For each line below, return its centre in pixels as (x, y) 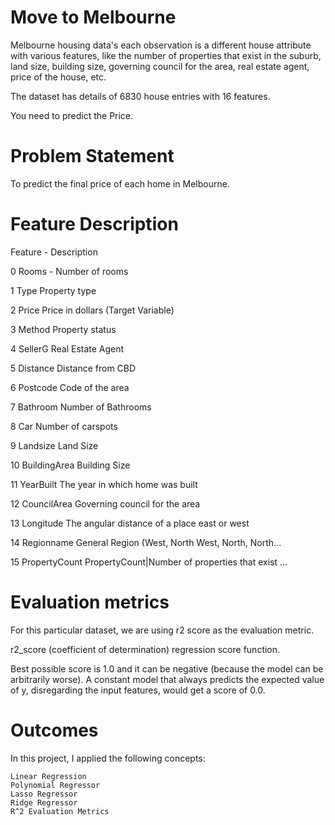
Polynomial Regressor (55, 785)
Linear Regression (48, 776)
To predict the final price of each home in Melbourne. (120, 183)
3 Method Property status (63, 329)
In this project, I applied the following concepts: (108, 758)
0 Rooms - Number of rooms (69, 271)
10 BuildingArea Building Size (70, 465)
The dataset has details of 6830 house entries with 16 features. (140, 96)
